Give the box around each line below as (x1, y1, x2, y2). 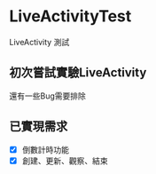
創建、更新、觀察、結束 (21, 155, 108, 166)
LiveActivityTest (9, 6, 132, 27)
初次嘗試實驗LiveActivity (9, 65, 147, 81)
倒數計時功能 (21, 144, 69, 154)
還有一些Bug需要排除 (9, 91, 87, 101)
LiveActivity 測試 (9, 36, 70, 47)
